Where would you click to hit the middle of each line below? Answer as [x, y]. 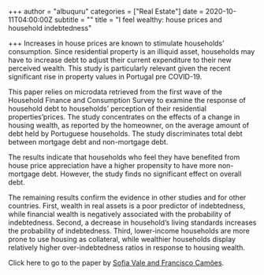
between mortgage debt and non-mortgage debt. [88, 142]
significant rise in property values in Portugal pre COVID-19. [105, 77]
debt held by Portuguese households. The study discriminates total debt [125, 134]
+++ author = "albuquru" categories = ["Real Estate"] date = [106, 11]
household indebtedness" [50, 28]
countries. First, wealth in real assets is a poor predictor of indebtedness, [127, 206]
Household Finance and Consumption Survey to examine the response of [127, 100]
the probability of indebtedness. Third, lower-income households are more [129, 231]
